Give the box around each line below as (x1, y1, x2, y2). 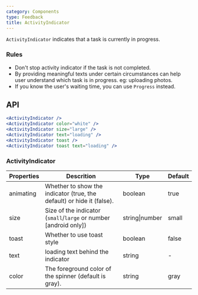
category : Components (6, 8, 60, 15)
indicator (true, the (45, 189, 97, 198)
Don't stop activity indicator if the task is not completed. (14, 64, 151, 71)
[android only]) (45, 221, 87, 230)
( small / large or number (45, 214, 110, 222)
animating (9, 189, 37, 198)
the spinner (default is (45, 272, 106, 280)
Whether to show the (45, 182, 103, 191)
